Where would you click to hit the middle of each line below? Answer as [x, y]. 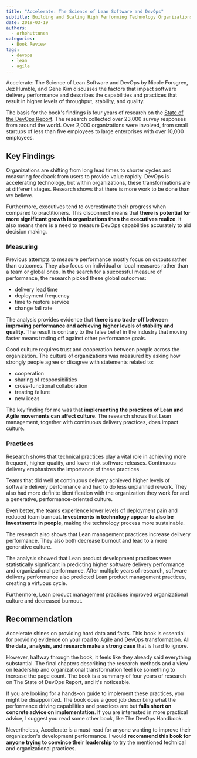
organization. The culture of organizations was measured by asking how [93, 356]
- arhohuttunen [30, 33]
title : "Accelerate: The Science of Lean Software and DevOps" [85, 11]
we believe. [20, 195]
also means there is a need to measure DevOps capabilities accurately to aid [98, 225]
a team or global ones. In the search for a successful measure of [84, 272]
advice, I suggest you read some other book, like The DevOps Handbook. [95, 718]
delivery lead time [36, 290]
